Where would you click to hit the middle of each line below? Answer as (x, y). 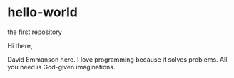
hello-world (43, 12)
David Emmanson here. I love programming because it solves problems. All (117, 59)
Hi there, (20, 45)
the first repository (35, 32)
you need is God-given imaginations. (61, 67)
